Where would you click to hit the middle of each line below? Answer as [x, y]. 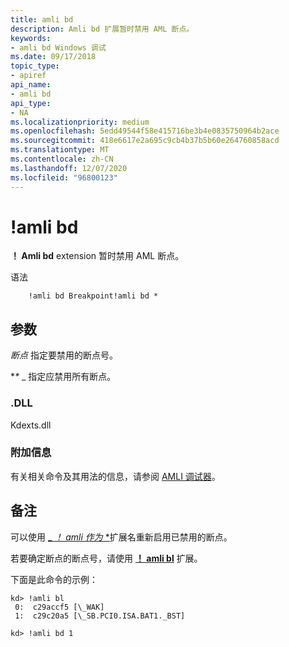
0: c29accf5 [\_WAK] [59, 607]
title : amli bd [42, 19]
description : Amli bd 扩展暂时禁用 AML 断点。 [102, 29]
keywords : [31, 38]
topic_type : [35, 66]
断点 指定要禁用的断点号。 [64, 355]
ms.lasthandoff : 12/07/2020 [69, 168]
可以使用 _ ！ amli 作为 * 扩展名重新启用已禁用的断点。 [121, 537]
